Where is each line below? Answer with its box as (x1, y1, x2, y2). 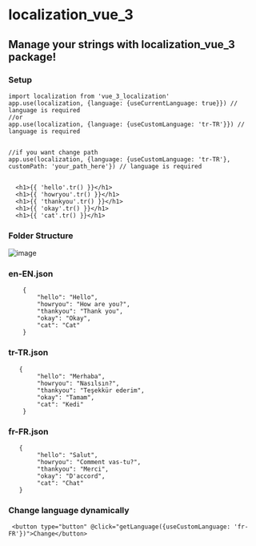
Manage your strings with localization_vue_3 (8, 38, 236, 51)
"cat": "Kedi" (37, 400, 84, 408)
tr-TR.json (8, 347, 49, 358)
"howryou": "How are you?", (37, 301, 130, 309)
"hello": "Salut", (37, 451, 98, 459)
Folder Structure (8, 230, 74, 241)
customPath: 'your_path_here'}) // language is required (8, 162, 202, 170)
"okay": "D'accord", (37, 472, 106, 480)
